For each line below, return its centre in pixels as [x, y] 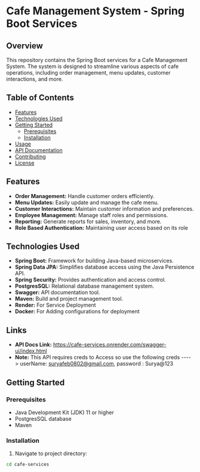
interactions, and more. [35, 79]
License [24, 163]
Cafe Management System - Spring [96, 11]
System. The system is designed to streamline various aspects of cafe [93, 66]
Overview [25, 46]
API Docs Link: [33, 345]
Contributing [30, 156]
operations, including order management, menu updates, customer [89, 73]
